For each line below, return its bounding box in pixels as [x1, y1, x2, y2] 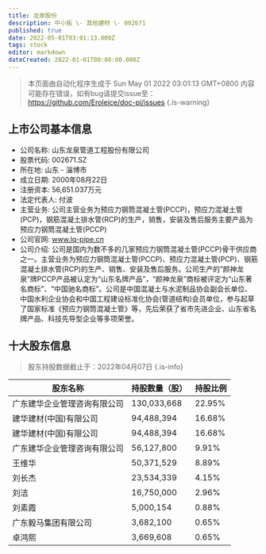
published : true [8, 26, 62, 34]
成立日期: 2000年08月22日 [19, 175, 108, 184]
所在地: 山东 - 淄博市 [19, 164, 87, 175]
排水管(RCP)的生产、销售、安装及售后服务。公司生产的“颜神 [40, 264, 237, 274]
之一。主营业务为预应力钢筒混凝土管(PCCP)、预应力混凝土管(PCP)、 [19, 254, 245, 264]
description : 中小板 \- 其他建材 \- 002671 [8, 19, 146, 27]
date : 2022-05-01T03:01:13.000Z [8, 33, 115, 42]
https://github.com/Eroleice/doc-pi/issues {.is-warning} [27, 97, 210, 107]
